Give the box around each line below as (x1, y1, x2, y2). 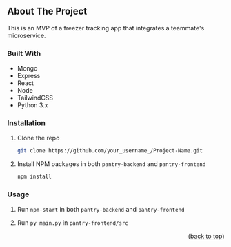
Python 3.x (17, 101, 48, 109)
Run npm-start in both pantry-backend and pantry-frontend (17, 205, 185, 214)
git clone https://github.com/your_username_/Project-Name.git (17, 147, 203, 154)
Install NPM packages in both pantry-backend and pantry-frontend (17, 160, 206, 168)
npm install (17, 173, 52, 181)
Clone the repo (17, 134, 60, 143)
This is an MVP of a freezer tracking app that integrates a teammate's (7, 24, 205, 32)
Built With (7, 48, 41, 58)
